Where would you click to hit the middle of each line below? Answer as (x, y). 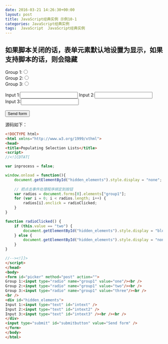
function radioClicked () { (33, 221)
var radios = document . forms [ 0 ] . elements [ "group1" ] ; (70, 194)
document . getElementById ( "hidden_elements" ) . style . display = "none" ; (88, 180)
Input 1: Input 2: (50, 95)
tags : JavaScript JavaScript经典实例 (45, 28)
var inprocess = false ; (30, 166)
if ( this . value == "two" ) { (43, 226)
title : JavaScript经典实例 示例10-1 (41, 19)
